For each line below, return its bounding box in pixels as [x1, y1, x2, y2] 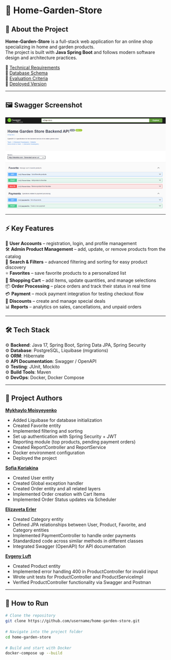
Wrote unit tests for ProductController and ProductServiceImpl [12, 574, 144, 580]
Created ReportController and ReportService [12, 444, 106, 451]
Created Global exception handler [12, 480, 83, 486]
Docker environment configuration [12, 450, 85, 456]
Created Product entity [12, 563, 61, 569]
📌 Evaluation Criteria [5, 75, 48, 81]
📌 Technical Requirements [5, 65, 60, 70]
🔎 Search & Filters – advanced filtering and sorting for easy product [5, 258, 148, 265]
